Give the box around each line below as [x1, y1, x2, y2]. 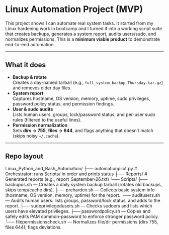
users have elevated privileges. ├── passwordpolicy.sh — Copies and [5, 208, 151, 214]
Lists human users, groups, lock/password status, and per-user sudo [12, 111, 156, 117]
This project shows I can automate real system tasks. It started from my [5, 20, 153, 26]
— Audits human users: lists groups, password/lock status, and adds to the [5, 197, 161, 203]
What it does [5, 61, 46, 69]
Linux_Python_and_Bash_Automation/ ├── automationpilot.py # [5, 165, 137, 171]
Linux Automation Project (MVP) [5, 4, 143, 15]
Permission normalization [12, 122, 68, 128]
